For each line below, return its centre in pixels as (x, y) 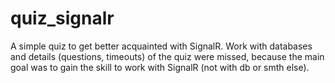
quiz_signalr (62, 18)
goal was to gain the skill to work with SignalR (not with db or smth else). (160, 67)
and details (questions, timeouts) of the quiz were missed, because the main (167, 56)
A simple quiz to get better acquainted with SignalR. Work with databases (161, 46)
